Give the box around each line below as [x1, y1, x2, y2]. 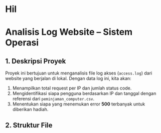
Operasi [5, 37, 39, 48]
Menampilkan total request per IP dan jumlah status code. [12, 85, 132, 91]
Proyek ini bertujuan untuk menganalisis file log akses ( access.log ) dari [5, 70, 152, 76]
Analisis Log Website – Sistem [5, 26, 133, 38]
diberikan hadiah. [12, 106, 49, 112]
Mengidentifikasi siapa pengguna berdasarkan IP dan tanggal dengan [12, 90, 156, 96]
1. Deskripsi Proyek [5, 56, 66, 65]
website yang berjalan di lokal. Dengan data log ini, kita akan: [5, 75, 131, 81]
